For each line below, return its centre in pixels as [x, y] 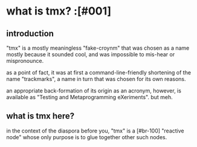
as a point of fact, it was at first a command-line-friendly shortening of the [99, 73]
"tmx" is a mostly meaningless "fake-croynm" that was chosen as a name [98, 48]
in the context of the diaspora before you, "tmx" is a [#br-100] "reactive [95, 131]
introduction [30, 34]
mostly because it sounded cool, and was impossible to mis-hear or [91, 54]
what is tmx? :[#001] [59, 11]
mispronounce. [25, 61]
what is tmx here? [40, 116]
